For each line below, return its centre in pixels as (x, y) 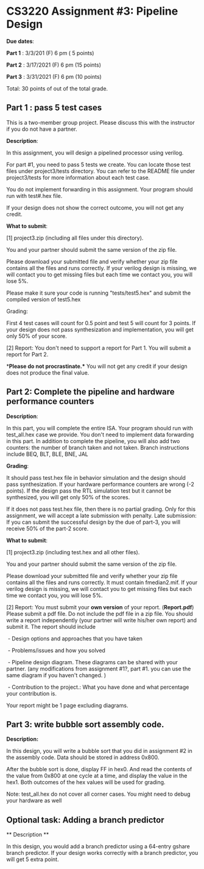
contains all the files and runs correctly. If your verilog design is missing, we (101, 268)
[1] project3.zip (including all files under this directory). (75, 238)
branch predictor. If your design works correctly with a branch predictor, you (102, 853)
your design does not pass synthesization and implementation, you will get (100, 329)
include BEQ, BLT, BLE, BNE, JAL (47, 454)
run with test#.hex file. (34, 196)
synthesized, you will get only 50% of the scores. (68, 497)
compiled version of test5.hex (44, 299)
